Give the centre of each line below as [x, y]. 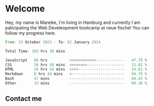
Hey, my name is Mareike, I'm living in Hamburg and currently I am [73, 22]
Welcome [25, 9]
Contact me [24, 99]
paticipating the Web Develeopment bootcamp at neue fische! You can [77, 27]
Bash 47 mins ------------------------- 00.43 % [76, 79]
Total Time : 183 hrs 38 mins [35, 51]
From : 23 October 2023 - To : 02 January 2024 [53, 42]
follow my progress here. [30, 33]
